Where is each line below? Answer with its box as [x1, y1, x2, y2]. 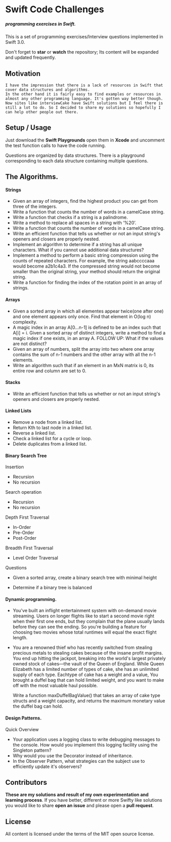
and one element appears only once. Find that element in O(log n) [12, 313, 152, 320]
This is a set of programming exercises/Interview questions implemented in [5, 34, 163, 40]
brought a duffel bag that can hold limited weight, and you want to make [12, 677, 164, 683]
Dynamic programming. [5, 596, 57, 602]
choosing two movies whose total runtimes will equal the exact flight [12, 629, 157, 635]
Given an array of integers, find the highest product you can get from [12, 198, 158, 204]
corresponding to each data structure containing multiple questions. [5, 157, 149, 164]
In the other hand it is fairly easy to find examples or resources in [5, 91, 161, 97]
